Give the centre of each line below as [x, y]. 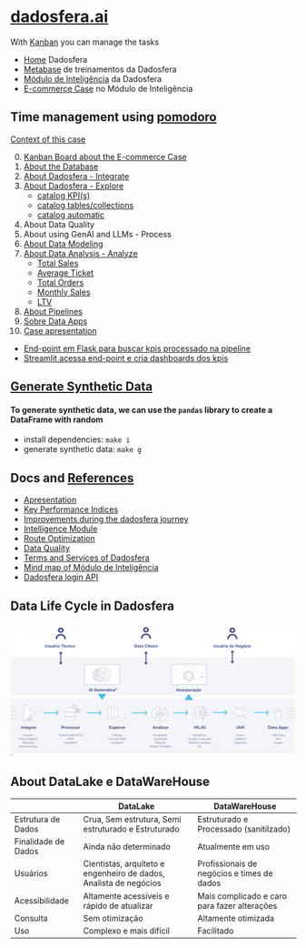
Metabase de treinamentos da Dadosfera [100, 69]
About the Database [61, 166]
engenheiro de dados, [124, 873]
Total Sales [58, 263]
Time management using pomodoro [114, 117]
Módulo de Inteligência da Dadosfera [93, 78]
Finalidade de [39, 842]
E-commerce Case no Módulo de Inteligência [108, 88]
